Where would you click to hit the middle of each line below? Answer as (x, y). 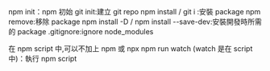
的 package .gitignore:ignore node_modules (81, 32)
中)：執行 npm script (43, 59)
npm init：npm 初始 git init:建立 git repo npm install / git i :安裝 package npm (135, 12)
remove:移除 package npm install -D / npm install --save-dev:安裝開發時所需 (135, 22)
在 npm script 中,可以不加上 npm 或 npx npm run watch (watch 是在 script (131, 49)
